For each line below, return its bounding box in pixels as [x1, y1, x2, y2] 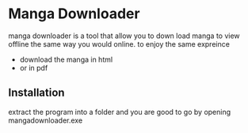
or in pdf [19, 63, 48, 72]
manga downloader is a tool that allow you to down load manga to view [8, 31, 240, 40]
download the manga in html [19, 55, 113, 64]
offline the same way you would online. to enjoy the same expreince [8, 39, 230, 48]
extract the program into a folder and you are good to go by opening [8, 107, 231, 116]
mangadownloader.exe [8, 116, 83, 125]
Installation [8, 86, 65, 100]
